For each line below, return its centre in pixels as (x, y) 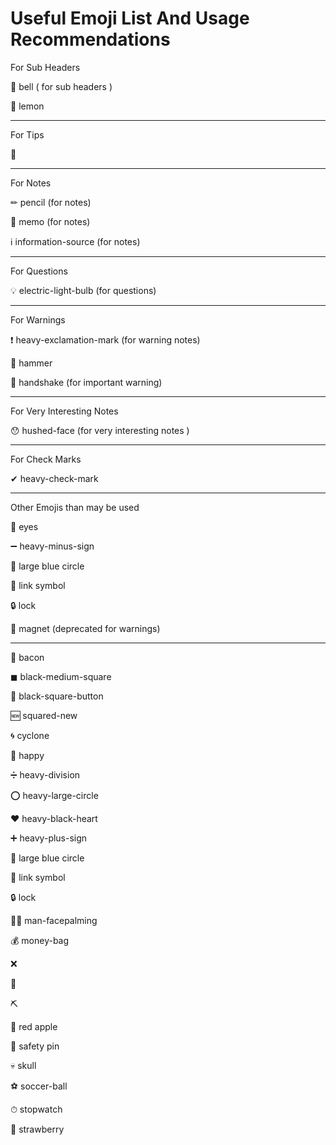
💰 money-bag (40, 940)
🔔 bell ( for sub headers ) (61, 86)
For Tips (27, 134)
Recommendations (90, 39)
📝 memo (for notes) (50, 221)
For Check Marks (46, 459)
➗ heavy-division (45, 774)
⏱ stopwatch (36, 1109)
